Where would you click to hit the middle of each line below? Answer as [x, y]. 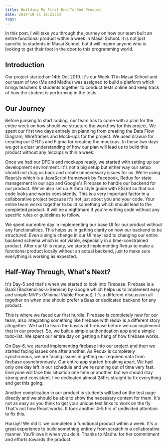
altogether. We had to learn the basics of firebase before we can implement [83, 325]
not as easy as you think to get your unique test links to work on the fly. [79, 403]
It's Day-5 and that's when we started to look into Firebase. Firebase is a [80, 284]
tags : [11, 19]
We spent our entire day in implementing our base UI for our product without [84, 224]
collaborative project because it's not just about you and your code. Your [80, 199]
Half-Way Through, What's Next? [58, 272]
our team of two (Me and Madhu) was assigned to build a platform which [80, 82]
